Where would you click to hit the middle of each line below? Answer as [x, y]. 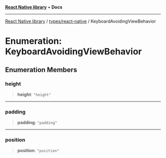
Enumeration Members [41, 70]
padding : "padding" [37, 123]
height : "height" [34, 94]
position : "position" [38, 151]
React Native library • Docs [34, 7]
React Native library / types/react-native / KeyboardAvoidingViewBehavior [81, 21]
